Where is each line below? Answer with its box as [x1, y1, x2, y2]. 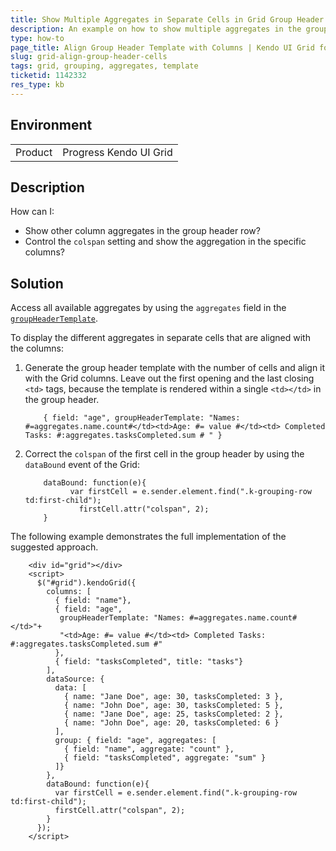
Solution [10, 275, 64, 292]
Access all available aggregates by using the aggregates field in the [10, 302, 287, 314]
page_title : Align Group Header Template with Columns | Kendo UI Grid [10, 42, 315, 53]
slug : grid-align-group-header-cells [10, 52, 168, 62]
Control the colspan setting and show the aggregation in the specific [24, 236, 307, 248]
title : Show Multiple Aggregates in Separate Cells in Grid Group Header [10, 14, 325, 25]
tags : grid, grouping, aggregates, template [10, 61, 199, 71]
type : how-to [10, 33, 65, 43]
